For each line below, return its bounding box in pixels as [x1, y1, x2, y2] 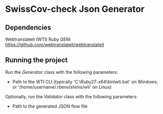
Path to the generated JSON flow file [12, 103, 88, 109]
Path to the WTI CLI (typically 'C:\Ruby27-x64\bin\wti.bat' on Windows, [12, 78, 158, 85]
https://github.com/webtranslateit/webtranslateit [5, 42, 104, 48]
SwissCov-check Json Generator [5, 3, 145, 15]
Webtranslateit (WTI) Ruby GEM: [5, 36, 72, 42]
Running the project [5, 56, 68, 64]
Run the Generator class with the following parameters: [5, 69, 118, 75]
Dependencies [5, 23, 51, 32]
